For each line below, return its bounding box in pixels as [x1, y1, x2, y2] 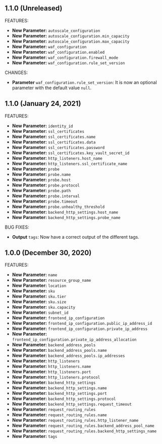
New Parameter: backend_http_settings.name [12, 385, 107, 391]
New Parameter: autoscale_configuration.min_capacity [12, 32, 130, 39]
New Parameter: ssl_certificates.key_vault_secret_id [12, 150, 130, 156]
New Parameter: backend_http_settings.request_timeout [12, 401, 132, 407]
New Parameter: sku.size [12, 299, 67, 305]
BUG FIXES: [5, 224, 29, 230]
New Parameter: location [12, 282, 67, 288]
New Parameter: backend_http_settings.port [12, 390, 107, 396]
